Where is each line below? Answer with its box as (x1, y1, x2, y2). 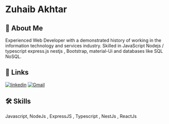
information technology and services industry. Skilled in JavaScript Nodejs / (5, 43, 164, 49)
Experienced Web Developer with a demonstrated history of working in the (5, 37, 161, 43)
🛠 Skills (5, 97, 31, 106)
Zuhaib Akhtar (5, 4, 67, 15)
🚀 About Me (5, 24, 43, 33)
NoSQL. (5, 53, 22, 59)
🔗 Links (5, 68, 29, 77)
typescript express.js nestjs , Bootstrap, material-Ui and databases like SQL (5, 48, 163, 54)
